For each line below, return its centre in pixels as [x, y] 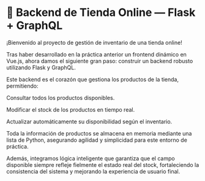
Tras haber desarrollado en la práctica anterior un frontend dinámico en [96, 54]
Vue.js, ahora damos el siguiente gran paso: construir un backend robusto [100, 61]
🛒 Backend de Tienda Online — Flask [101, 13]
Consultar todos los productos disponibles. [61, 98]
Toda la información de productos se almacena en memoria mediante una [99, 133]
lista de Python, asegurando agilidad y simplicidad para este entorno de [97, 140]
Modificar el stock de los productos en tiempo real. [71, 109]
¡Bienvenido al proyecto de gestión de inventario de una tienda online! [94, 42]
